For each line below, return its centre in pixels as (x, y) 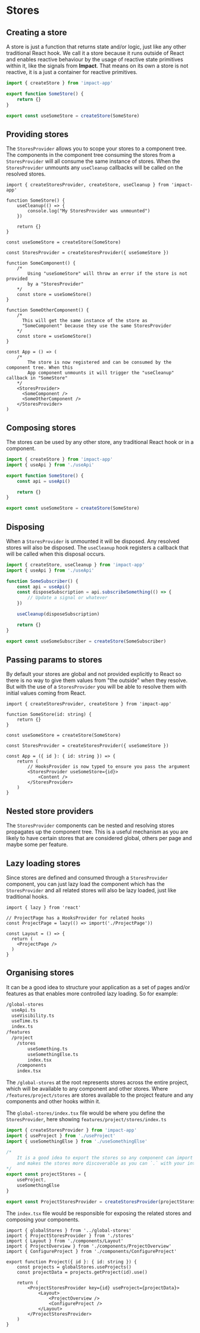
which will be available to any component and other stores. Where (87, 1089)
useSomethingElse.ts (53, 1054)
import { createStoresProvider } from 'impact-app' (71, 1130)
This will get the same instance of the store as (85, 321)
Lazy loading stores (43, 863)
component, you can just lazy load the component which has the (85, 884)
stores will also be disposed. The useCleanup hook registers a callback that (97, 547)
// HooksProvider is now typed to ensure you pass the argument (109, 767)
